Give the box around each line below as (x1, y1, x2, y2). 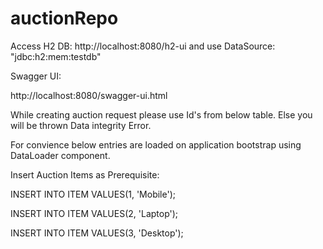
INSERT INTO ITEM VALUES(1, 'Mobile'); (10, 188, 176, 200)
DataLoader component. (10, 149, 111, 161)
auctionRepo (10, 7, 119, 30)
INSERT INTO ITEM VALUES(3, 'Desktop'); (10, 227, 184, 239)
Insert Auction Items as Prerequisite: (10, 168, 160, 181)
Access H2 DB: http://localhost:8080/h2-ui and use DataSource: (10, 40, 276, 52)
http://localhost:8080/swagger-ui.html (10, 89, 168, 101)
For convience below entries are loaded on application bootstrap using (10, 138, 302, 151)
